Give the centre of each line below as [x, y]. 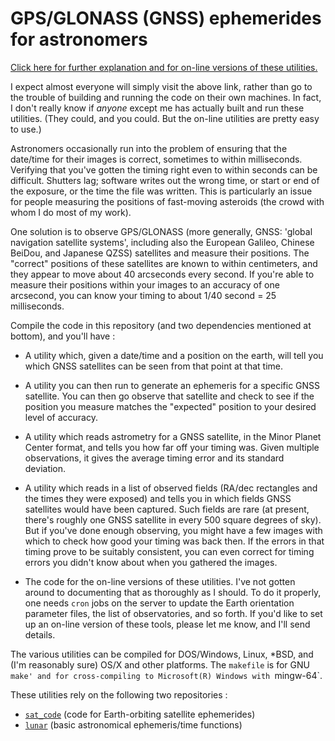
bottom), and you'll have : [63, 336]
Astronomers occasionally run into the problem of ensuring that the [149, 148]
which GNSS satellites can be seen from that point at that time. [154, 366]
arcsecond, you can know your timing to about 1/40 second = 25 [143, 295]
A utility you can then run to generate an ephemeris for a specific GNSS [172, 385]
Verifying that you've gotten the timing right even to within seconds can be [164, 169]
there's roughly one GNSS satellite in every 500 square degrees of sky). [173, 519]
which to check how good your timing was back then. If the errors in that [174, 541]
